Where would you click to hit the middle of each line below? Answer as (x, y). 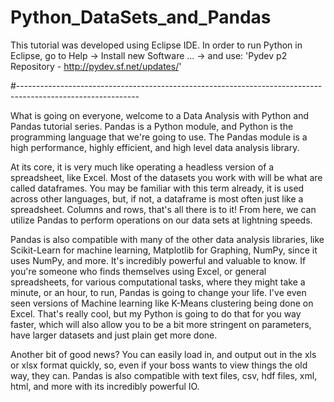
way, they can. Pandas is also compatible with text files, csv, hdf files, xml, (164, 375)
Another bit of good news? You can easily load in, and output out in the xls (163, 354)
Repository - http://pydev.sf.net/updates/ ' (96, 66)
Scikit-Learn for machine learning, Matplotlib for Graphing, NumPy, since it (164, 250)
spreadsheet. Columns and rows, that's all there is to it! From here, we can (163, 209)
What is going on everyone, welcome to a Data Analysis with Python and (160, 115)
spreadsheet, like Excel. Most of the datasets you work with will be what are (166, 177)
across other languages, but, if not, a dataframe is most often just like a (157, 198)
